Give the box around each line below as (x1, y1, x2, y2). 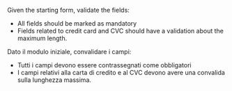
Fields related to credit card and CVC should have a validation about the (17, 27, 224, 35)
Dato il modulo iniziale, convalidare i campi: (7, 48, 132, 56)
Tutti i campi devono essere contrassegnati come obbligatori (17, 61, 192, 69)
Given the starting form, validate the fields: (7, 6, 130, 14)
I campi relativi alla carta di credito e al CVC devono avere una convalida (17, 69, 225, 76)
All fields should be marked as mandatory (17, 19, 137, 27)
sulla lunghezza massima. (17, 76, 92, 84)
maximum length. (17, 34, 68, 42)
